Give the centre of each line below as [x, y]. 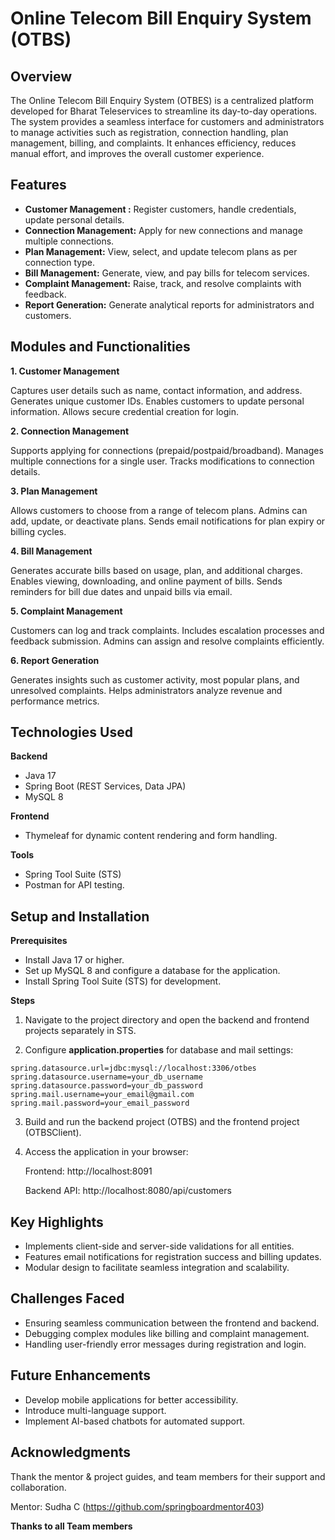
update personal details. [74, 219]
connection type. [59, 262]
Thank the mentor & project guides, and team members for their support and [168, 1476]
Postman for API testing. [74, 885]
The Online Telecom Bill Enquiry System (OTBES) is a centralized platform [162, 100]
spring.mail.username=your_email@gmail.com [102, 1095]
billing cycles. [38, 531]
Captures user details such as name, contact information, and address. [156, 390]
